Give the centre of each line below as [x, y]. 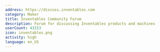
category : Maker [22, 14]
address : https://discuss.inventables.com [50, 10]
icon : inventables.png [29, 33]
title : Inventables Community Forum [43, 19]
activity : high [21, 38]
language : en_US [22, 42]
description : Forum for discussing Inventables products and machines [80, 24]
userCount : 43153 [23, 28]
